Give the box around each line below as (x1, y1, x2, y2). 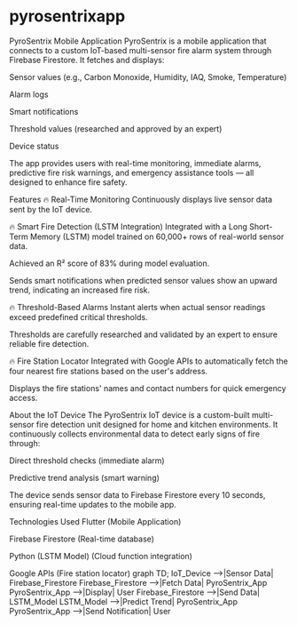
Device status (9, 140, 59, 151)
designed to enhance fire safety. (9, 176, 128, 188)
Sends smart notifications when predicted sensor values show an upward (9, 275, 277, 285)
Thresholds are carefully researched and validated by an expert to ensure (9, 329, 278, 340)
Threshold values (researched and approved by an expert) (9, 123, 223, 134)
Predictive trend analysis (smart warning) (9, 472, 160, 483)
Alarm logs (9, 89, 49, 100)
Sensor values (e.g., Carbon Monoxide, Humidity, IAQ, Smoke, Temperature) (9, 71, 287, 82)
